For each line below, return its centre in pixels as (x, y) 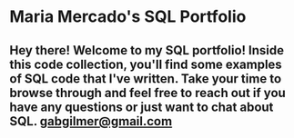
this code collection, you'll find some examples (146, 64)
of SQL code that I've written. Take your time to (146, 79)
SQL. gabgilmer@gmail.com (91, 121)
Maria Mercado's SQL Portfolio (128, 17)
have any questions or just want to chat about (142, 107)
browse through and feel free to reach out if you (148, 93)
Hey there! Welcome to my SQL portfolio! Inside (147, 50)
